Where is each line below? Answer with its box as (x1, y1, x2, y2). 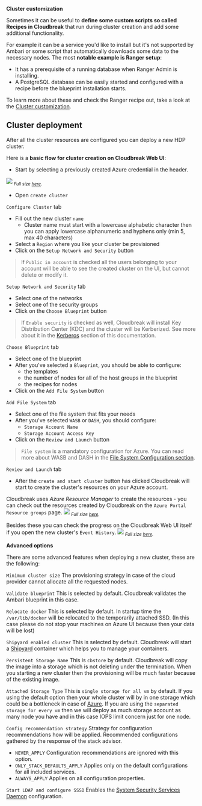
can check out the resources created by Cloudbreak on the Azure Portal (6, 502, 186, 509)
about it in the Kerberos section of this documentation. (20, 331, 156, 339)
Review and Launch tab (6, 466, 62, 473)
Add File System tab (6, 398, 57, 405)
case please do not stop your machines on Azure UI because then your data (6, 621, 195, 628)
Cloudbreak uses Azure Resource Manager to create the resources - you (6, 495, 187, 502)
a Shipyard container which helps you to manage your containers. (6, 645, 170, 652)
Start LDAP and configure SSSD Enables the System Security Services (6, 786, 180, 793)
